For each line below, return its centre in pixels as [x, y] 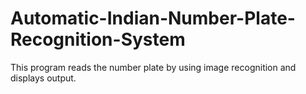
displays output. [43, 78]
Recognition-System [98, 39]
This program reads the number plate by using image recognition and [153, 67]
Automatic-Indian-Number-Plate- [153, 18]
